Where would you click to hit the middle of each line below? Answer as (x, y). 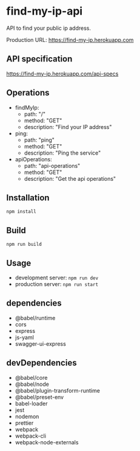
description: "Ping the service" (62, 153)
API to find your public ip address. (48, 28)
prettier (24, 423)
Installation (28, 198)
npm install (21, 212)
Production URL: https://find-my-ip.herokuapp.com (70, 40)
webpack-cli (31, 436)
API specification (39, 59)
